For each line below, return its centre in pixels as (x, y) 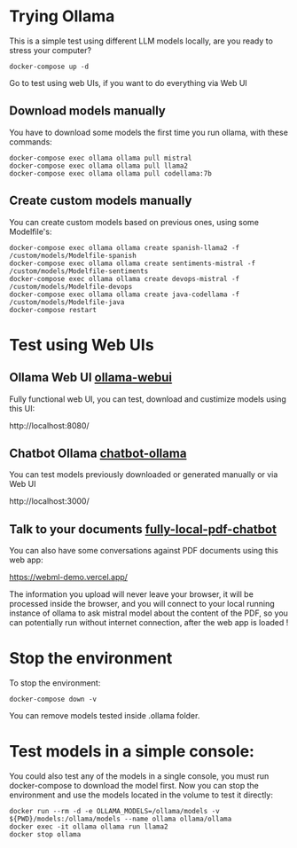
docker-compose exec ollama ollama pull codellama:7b (111, 173)
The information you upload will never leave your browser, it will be (132, 594)
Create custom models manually (101, 201)
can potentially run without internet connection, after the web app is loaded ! (149, 623)
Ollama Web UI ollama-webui (91, 377)
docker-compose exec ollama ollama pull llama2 (99, 166)
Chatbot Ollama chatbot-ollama (98, 453)
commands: (31, 141)
